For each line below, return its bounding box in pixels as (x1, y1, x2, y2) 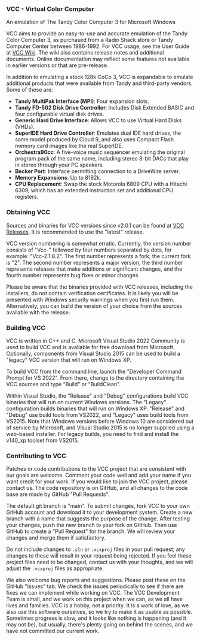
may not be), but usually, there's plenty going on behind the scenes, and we (6, 621, 193, 628)
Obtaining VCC (6, 208, 51, 217)
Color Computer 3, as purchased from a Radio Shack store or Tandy (6, 37, 173, 44)
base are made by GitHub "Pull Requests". (6, 490, 110, 498)
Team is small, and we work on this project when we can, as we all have (6, 595, 183, 603)
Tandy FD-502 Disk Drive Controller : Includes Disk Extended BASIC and (14, 104, 194, 111)
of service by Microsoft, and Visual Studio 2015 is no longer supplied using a (6, 424, 195, 431)
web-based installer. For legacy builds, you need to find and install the (6, 430, 179, 437)
